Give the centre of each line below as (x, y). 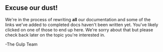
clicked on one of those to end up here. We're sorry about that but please (79, 30)
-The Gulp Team (21, 44)
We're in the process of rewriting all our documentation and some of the (78, 19)
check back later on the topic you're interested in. (55, 35)
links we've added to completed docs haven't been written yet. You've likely (82, 25)
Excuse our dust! (31, 8)
